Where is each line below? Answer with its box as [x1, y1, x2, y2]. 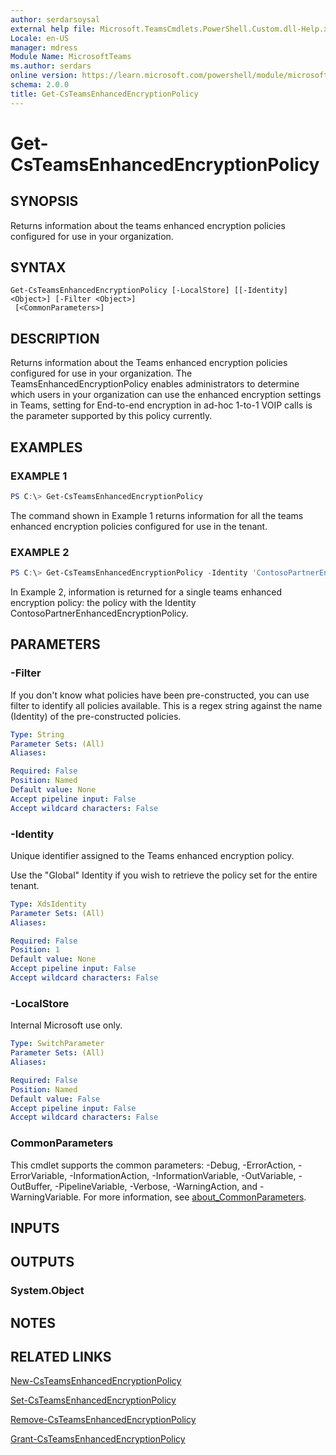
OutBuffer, [10, 1180, 53, 1192]
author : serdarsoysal [10, 14, 101, 25]
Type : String [10, 729, 65, 740]
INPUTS [10, 1219, 60, 1236]
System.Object [10, 1284, 85, 1298]
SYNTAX [10, 259, 67, 276]
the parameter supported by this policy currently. [10, 410, 213, 422]
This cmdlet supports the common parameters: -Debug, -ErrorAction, [10, 1159, 297, 1171]
